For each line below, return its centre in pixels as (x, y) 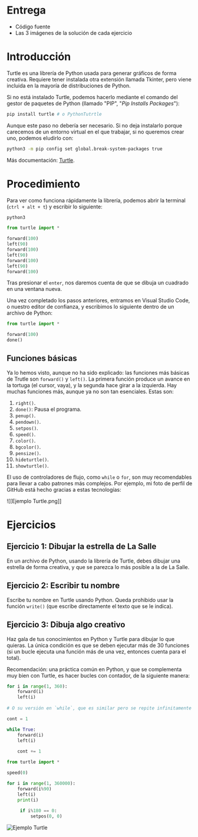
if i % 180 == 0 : (39, 811)
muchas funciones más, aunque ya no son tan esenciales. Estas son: (90, 391)
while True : (21, 730)
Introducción (39, 57)
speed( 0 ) (17, 773)
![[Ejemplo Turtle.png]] (34, 501)
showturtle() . (32, 465)
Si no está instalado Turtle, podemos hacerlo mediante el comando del (93, 97)
